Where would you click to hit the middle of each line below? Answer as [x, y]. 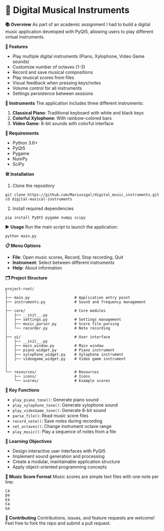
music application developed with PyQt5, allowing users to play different [79, 31]
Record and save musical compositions [53, 72]
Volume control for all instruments [47, 88]
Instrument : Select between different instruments [63, 262]
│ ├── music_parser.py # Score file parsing [62, 324]
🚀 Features [17, 46]
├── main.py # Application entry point [68, 297]
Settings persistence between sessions [53, 93]
